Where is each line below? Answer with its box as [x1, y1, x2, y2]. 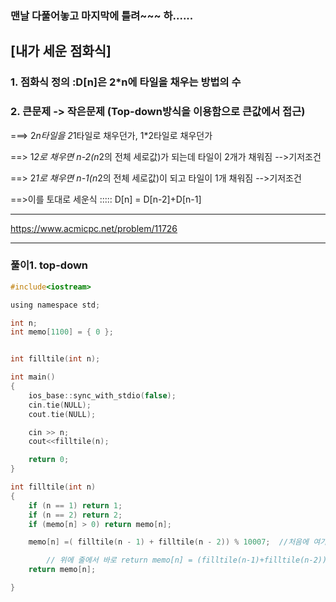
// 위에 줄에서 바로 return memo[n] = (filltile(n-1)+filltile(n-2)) [46, 555, 328, 566]
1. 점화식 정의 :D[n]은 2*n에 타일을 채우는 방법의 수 [10, 75, 242, 89]
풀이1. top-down [10, 258, 89, 272]
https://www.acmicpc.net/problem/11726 [10, 222, 178, 234]
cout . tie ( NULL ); [28, 409, 97, 419]
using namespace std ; [10, 300, 101, 310]
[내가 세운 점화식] [10, 43, 112, 60]
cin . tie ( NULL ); [28, 400, 92, 410]
